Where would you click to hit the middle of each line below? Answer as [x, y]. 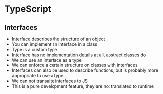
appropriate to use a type [38, 76]
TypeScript [28, 9]
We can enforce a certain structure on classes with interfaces [75, 65]
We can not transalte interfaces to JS [50, 81]
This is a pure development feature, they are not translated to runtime [83, 86]
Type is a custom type [34, 49]
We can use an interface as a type [47, 60]
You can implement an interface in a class [54, 44]
